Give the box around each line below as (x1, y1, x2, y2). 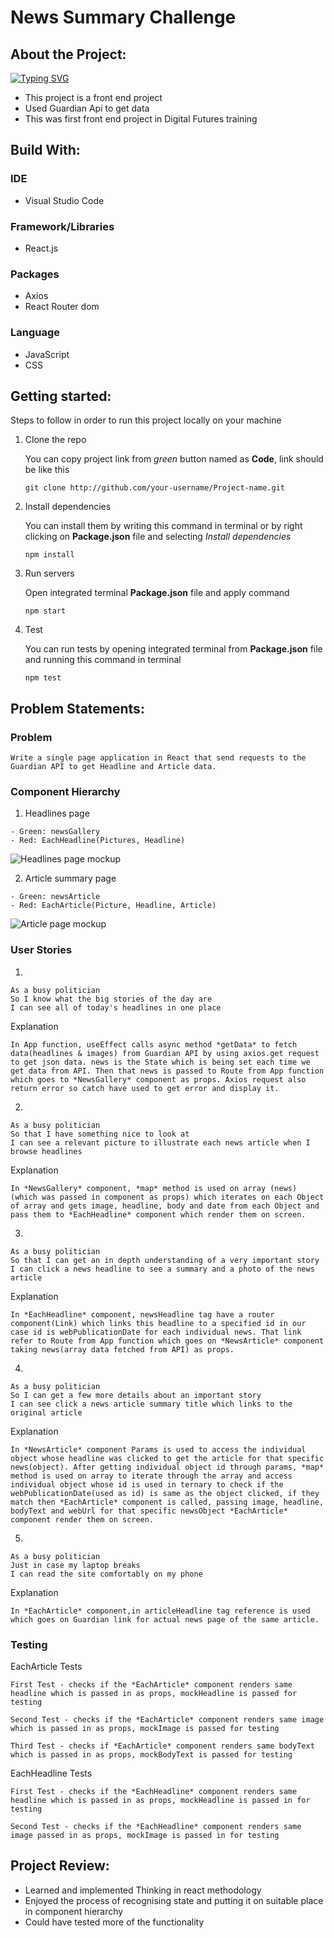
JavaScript (24, 348, 70, 360)
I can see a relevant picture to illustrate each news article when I (10, 1137, 311, 1148)
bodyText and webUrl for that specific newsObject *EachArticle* (10, 1506, 288, 1516)
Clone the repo (24, 434, 87, 446)
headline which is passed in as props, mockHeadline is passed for (10, 1688, 298, 1698)
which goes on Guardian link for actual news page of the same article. (10, 1614, 320, 1625)
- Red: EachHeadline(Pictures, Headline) (10, 836, 186, 846)
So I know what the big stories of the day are (10, 994, 213, 1004)
